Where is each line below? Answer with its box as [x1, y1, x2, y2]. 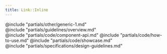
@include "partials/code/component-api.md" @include [5, 32, 119, 38]
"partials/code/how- [120, 32, 162, 38]
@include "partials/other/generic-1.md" [5, 21, 87, 27]
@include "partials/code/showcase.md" [30, 37, 113, 43]
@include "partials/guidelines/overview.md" [5, 26, 97, 33]
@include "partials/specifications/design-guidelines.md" [5, 42, 123, 48]
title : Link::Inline [5, 7, 49, 13]
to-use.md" [5, 37, 29, 43]
